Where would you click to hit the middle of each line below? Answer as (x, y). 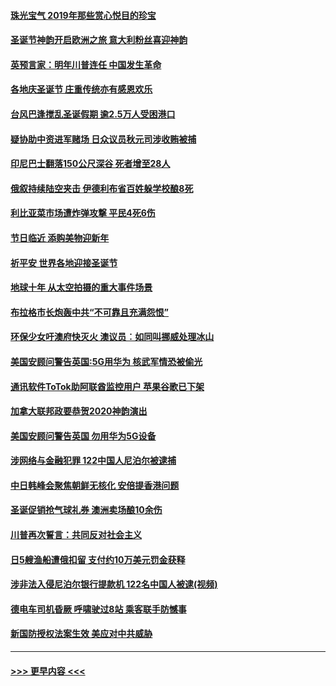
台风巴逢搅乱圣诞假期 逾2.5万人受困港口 (93, 114)
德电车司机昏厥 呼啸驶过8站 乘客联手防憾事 (98, 609)
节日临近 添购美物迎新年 (60, 237)
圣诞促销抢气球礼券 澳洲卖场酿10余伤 (86, 510)
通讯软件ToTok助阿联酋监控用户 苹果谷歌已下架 (107, 386)
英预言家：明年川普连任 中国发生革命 (86, 64)
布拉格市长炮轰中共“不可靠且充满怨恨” (90, 312)
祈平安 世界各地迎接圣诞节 (64, 262)
